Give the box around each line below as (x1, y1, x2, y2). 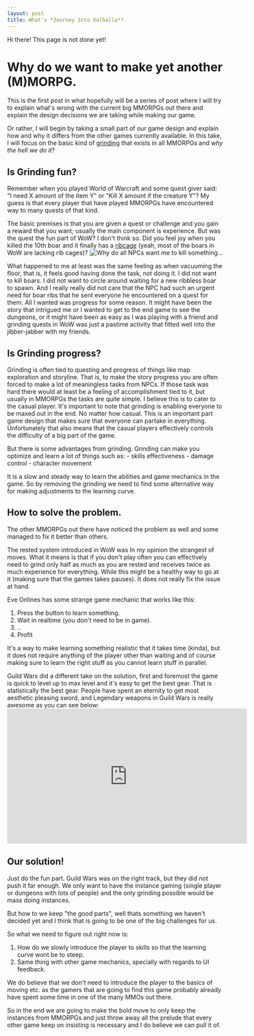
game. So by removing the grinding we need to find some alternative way (7, 480, 214, 488)
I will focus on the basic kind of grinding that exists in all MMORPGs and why (7, 139, 223, 148)
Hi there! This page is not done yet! (7, 35, 106, 43)
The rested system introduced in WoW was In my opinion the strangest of (7, 545, 214, 554)
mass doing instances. (7, 896, 71, 904)
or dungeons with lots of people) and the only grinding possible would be (7, 888, 214, 897)
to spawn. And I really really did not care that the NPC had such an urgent (7, 284, 215, 292)
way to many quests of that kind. (7, 207, 99, 215)
